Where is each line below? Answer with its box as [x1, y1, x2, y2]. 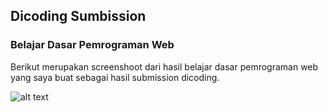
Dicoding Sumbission [10, 8, 147, 25]
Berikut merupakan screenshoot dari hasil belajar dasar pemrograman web [10, 60, 319, 73]
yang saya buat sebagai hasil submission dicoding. [10, 71, 220, 83]
